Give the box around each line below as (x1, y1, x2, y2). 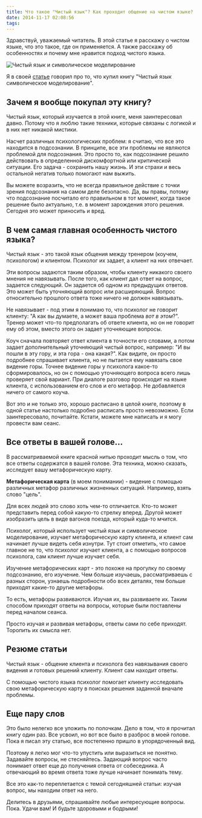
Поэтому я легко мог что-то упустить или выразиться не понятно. (6, 749, 178, 757)
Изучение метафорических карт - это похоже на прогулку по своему (6, 564, 186, 572)
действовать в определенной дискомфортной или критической (6, 157, 171, 164)
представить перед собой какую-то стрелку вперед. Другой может (6, 509, 183, 516)
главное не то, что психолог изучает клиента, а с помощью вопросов (6, 546, 186, 553)
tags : (6, 20, 20, 26)
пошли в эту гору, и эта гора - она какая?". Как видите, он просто (6, 350, 177, 357)
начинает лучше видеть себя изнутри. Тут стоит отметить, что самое (6, 539, 186, 547)
